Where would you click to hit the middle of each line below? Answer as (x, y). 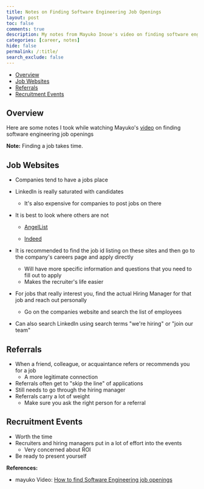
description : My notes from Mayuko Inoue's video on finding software (97, 35)
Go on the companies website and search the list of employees (103, 312)
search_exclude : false (35, 57)
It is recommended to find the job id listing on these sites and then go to (105, 251)
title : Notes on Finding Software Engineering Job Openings (84, 12)
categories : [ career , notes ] (43, 40)
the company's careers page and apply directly (74, 257)
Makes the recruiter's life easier (64, 282)
